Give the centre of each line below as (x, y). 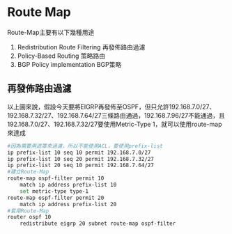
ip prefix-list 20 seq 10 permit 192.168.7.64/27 (81, 165)
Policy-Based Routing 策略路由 (61, 56)
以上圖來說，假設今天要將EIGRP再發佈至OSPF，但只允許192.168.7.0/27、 (111, 107)
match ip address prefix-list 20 (68, 204)
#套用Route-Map (28, 211)
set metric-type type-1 (54, 191)
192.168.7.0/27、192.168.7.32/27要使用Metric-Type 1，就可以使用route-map (115, 124)
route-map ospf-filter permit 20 (56, 198)
